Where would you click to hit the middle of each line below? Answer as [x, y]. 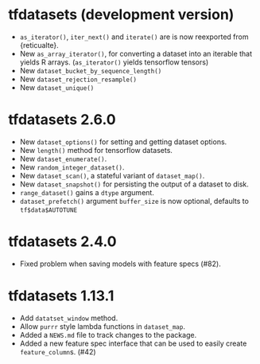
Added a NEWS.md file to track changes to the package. [108, 335]
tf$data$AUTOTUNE [49, 210]
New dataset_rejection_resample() [78, 79]
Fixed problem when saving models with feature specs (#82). [120, 264]
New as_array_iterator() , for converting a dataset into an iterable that [136, 53]
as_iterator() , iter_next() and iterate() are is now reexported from [134, 37]
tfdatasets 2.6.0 [62, 120]
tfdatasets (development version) [121, 15]
